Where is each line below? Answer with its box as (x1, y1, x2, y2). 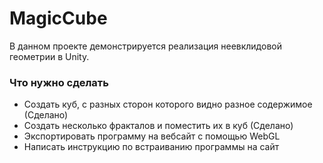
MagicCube (9, 7, 108, 30)
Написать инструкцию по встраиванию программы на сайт (23, 141, 280, 153)
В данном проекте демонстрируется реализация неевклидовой (9, 40, 282, 52)
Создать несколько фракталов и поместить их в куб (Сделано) (23, 120, 294, 132)
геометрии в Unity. (9, 50, 90, 62)
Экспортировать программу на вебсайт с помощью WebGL (23, 130, 281, 142)
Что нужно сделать (9, 75, 109, 89)
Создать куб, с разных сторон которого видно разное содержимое (23, 98, 313, 111)
